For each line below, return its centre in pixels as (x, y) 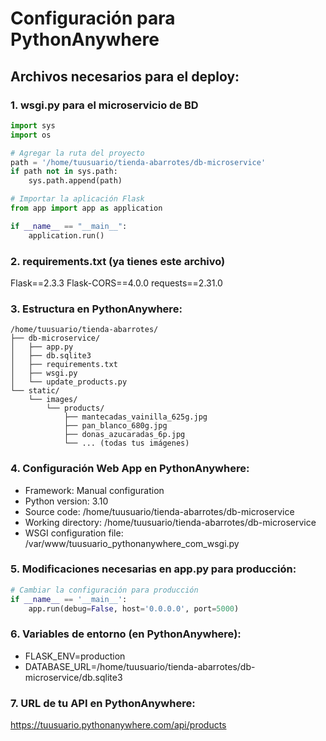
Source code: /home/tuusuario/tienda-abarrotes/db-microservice (159, 511)
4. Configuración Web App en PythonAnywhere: (130, 469)
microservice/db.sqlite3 (73, 677)
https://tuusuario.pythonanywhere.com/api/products (118, 725)
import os (31, 135)
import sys (33, 125)
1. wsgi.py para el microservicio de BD (104, 105)
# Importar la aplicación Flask (77, 199)
